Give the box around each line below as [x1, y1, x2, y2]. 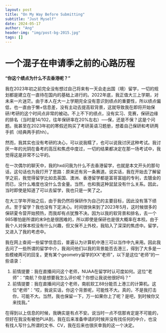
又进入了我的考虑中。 [5, 228, 48, 234]
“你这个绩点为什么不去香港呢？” [5, 75, 71, 81]
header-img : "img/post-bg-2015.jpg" [5, 30, 81, 35]
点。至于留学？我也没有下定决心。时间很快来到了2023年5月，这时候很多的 [5, 204, 157, 210]
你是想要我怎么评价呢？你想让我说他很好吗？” [38, 275, 131, 280]
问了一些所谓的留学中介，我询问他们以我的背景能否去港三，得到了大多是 [9, 245, 157, 251]
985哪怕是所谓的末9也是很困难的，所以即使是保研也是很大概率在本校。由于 [5, 216, 159, 222]
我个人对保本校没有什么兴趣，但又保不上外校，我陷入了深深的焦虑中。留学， [5, 222, 161, 228]
